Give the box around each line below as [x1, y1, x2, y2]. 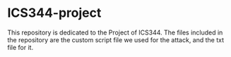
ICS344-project [7, 5, 102, 21]
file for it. [7, 43, 34, 51]
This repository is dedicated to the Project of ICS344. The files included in [7, 28, 223, 37]
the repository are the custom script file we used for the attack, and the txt [7, 35, 225, 44]
